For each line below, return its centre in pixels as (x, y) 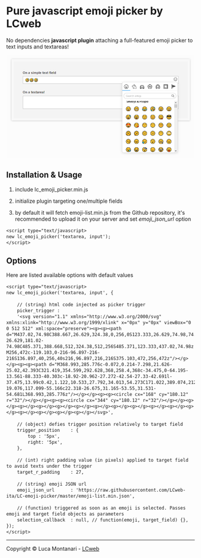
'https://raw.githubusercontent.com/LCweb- (131, 490)
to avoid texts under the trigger (49, 466)
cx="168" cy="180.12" (161, 395)
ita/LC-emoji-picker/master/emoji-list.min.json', (71, 496)
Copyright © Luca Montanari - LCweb (53, 549)
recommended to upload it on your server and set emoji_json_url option (103, 219)
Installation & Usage (44, 175)
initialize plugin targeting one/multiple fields (68, 201)
